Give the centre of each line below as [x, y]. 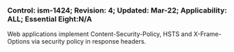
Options [19, 42]
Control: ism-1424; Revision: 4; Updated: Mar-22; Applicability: [117, 10]
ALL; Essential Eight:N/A [50, 19]
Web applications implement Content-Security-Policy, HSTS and [100, 34]
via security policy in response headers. [89, 42]
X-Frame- [207, 34]
